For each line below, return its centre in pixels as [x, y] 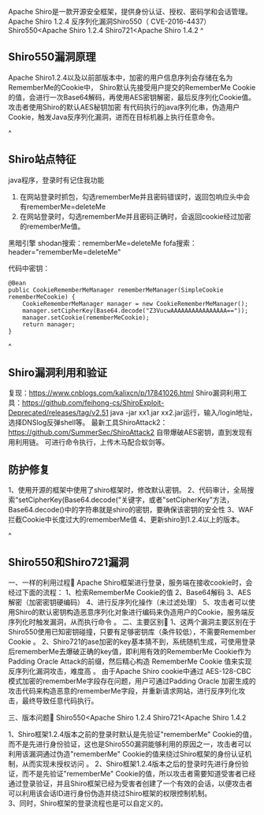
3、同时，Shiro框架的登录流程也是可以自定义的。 [88, 803]
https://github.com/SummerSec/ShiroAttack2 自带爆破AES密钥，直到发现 [127, 433]
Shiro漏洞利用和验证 [58, 373]
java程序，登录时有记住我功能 [56, 180]
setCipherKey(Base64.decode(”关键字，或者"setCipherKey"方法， [126, 500]
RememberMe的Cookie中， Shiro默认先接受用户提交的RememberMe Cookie [132, 87]
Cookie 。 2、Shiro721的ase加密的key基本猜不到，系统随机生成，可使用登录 [132, 642]
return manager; [49, 324]
